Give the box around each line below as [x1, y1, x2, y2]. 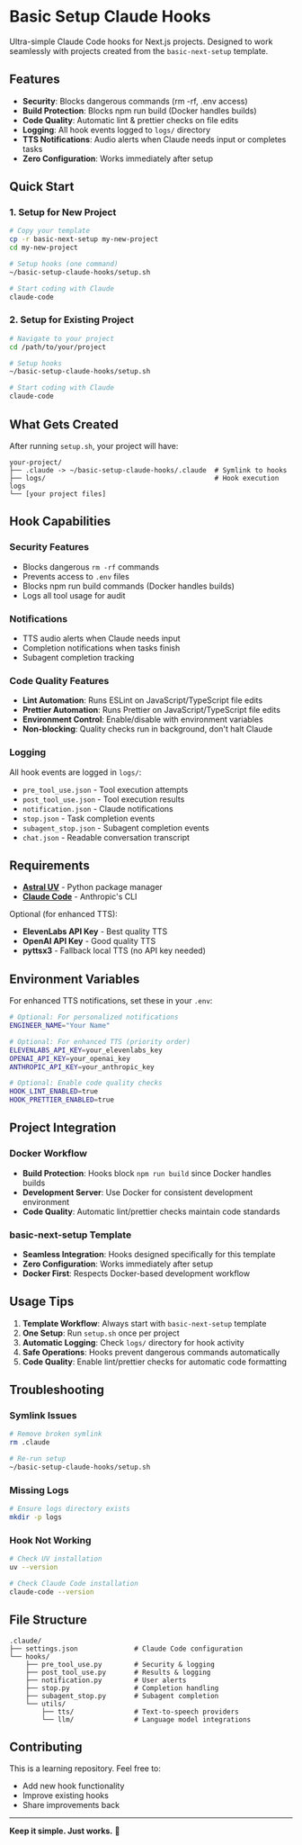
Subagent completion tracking [22, 652, 135, 662]
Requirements [9, 858, 90, 873]
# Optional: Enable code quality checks [9, 1078, 164, 1088]
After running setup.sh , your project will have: [9, 440, 179, 451]
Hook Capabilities [9, 514, 111, 529]
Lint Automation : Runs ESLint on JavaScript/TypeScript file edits [22, 695, 263, 706]
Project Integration [9, 1120, 117, 1136]
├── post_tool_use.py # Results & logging [25, 1668, 211, 1677]
